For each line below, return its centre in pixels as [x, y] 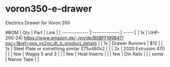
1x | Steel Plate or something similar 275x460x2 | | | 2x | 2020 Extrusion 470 [85, 48]
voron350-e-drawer [49, 9]
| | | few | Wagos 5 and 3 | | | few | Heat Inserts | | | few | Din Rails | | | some [84, 54]
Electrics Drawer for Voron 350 [38, 23]
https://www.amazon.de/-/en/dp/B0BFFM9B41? [74, 38]
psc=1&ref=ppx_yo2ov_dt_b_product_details [51, 43]
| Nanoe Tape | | [22, 59]
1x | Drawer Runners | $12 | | [133, 43]
